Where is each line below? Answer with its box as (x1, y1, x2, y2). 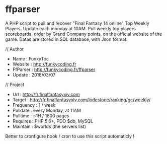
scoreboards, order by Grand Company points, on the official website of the (5, 31, 162, 37)
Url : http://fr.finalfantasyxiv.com (12, 91, 80, 97)
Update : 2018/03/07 (12, 71, 56, 78)
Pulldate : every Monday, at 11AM (12, 107, 81, 113)
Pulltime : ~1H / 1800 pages (12, 112, 69, 119)
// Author (5, 46, 24, 52)
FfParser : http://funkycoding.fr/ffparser (12, 66, 96, 73)
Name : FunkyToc (12, 55, 49, 61)
